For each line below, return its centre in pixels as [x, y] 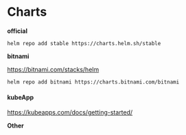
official [18, 31]
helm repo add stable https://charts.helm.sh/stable [84, 43]
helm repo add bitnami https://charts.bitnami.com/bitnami [93, 82]
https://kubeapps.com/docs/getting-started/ [70, 112]
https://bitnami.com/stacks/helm [53, 69]
